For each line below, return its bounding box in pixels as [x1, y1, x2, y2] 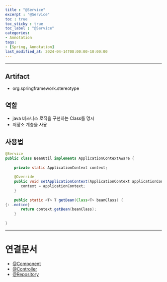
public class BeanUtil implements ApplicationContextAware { [5, 156, 135, 161]
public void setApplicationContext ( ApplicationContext [14, 179, 130, 184]
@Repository [12, 271, 39, 277]
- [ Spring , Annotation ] [5, 44, 55, 49]
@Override [14, 174, 35, 180]
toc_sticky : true [5, 21, 43, 26]
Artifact [5, 72, 30, 80]
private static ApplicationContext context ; [14, 165, 108, 170]
